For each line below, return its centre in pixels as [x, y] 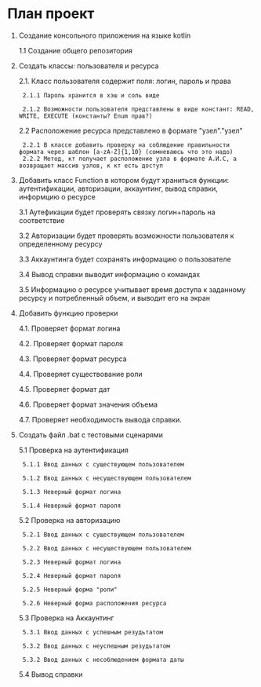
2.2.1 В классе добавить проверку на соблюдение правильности [126, 145]
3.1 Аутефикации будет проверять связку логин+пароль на [117, 212]
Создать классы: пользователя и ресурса [89, 66]
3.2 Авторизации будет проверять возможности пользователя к [126, 236]
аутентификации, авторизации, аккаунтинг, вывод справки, [118, 188]
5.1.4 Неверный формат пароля [72, 506]
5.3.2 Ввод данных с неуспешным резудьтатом [96, 646]
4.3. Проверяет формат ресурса [72, 359]
